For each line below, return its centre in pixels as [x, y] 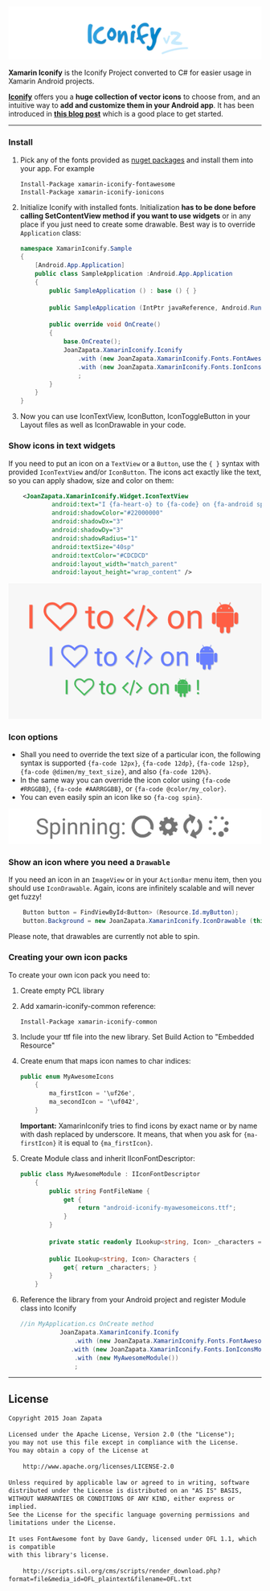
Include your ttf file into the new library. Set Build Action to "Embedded [137, 1036]
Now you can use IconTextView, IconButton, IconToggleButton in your [135, 416]
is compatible [32, 1547]
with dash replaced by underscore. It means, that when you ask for [131, 1134]
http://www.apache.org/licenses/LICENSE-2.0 [98, 1467]
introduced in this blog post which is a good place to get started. [116, 114]
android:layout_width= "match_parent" [115, 564]
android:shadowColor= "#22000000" [107, 513]
